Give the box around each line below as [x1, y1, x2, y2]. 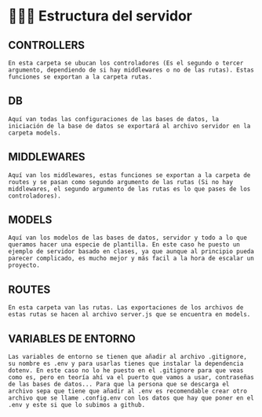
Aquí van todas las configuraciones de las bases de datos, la [8, 115, 220, 123]
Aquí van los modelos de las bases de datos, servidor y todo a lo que [8, 234, 247, 242]
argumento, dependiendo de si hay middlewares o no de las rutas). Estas [8, 66, 255, 74]
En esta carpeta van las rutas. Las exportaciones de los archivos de [8, 304, 244, 312]
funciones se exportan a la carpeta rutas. [8, 73, 153, 81]
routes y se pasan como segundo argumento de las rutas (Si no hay [8, 178, 234, 186]
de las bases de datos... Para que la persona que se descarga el [8, 381, 230, 389]
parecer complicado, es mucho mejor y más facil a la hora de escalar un [8, 255, 255, 263]
